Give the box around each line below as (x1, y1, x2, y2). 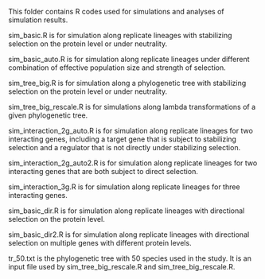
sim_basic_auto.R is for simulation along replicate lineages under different (8, 55, 250, 64)
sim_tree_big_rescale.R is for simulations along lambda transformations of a (8, 103, 256, 111)
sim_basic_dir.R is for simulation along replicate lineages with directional (8, 206, 245, 215)
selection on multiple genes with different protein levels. (8, 238, 193, 247)
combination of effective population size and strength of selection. (8, 63, 227, 72)
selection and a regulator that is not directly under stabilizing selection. (8, 143, 241, 152)
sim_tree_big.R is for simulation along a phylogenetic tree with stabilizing (8, 79, 247, 87)
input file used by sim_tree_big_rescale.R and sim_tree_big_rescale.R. (8, 262, 236, 271)
